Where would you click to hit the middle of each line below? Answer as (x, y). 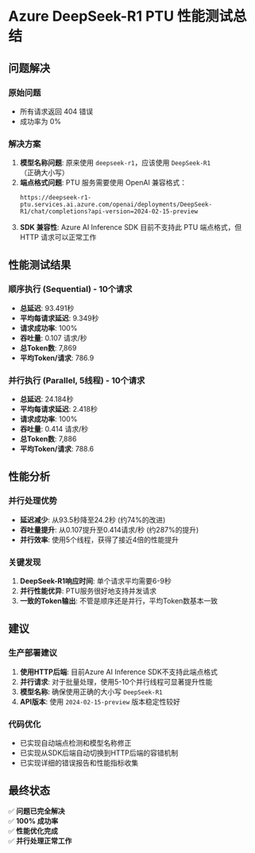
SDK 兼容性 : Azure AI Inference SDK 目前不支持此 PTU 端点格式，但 (131, 227)
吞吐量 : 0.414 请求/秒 (54, 429)
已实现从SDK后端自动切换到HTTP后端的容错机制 (99, 753)
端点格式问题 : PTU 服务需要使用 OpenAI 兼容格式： (103, 183)
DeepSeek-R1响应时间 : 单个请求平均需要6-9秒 (96, 581)
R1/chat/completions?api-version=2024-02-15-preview (109, 211)
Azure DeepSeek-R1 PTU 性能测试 (121, 16)
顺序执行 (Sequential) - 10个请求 (70, 289)
